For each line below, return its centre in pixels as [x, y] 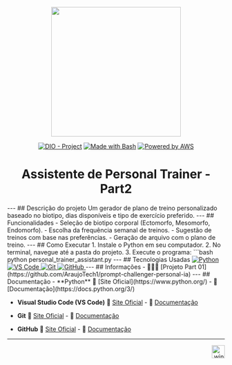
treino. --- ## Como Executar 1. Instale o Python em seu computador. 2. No [114, 245]
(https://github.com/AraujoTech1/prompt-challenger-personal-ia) [99, 274]
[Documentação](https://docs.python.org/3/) [71, 289]
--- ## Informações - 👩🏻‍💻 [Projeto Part [141, 267]
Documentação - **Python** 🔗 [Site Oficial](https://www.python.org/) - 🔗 [113, 281]
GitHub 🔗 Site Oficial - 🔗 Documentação [74, 329]
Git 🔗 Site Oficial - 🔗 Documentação [68, 315]
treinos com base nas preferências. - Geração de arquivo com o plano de [112, 237]
